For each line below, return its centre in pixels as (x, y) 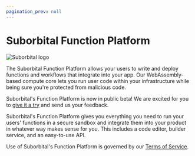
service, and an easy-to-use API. (46, 135)
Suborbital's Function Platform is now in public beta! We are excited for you (97, 98)
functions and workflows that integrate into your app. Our (76, 75)
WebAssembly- (165, 75)
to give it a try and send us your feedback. (57, 105)
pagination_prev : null (34, 11)
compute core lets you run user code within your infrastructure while (106, 81)
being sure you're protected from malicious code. (66, 87)
